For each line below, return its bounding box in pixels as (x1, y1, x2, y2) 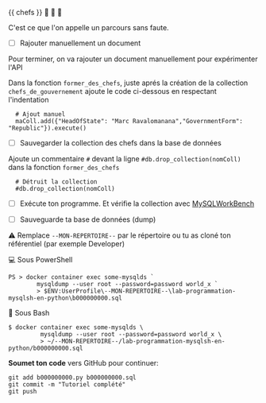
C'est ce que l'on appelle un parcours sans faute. (8, 23, 169, 32)
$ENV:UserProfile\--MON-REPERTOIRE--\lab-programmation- (43, 287, 237, 296)
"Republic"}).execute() (8, 124, 87, 133)
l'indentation (8, 95, 49, 105)
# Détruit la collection (15, 178, 98, 186)
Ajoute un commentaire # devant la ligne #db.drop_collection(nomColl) (8, 154, 241, 164)
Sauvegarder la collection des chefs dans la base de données (19, 138, 222, 148)
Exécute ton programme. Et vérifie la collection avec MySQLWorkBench (19, 199, 255, 208)
